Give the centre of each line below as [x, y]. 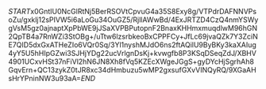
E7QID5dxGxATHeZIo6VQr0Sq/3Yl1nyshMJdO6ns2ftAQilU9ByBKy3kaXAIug [132, 45]
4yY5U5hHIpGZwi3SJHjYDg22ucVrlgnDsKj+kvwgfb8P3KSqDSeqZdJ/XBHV [132, 53]
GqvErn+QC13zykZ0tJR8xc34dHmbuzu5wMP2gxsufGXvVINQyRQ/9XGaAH [132, 70]
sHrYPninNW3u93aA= [45, 78]
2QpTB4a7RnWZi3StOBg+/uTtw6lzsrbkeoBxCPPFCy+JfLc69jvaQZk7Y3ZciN [133, 36]
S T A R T [19, 11]
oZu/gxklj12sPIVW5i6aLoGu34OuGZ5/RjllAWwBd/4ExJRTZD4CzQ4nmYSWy [133, 20]
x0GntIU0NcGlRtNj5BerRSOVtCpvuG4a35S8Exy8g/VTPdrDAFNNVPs [143, 11]
